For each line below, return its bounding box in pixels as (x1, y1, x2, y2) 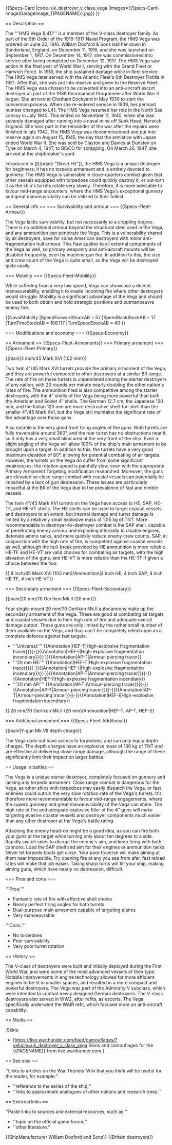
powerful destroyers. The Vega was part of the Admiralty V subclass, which (5, 985, 165, 991)
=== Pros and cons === (5, 876, 56, 882)
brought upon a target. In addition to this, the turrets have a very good (5, 446, 153, 453)
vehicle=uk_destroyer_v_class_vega (12, 1043, 88, 1048)
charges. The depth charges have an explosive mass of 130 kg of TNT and (5, 743, 163, 749)
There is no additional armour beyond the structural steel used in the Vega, (5, 224, 164, 230)
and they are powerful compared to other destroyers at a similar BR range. (5, 371, 163, 377)
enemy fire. (5, 304, 30, 310)
